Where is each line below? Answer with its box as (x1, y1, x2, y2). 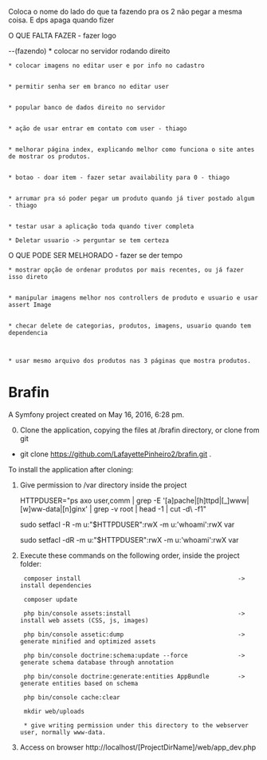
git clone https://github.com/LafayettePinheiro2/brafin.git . (19, 449, 212, 459)
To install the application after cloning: (8, 464, 134, 474)
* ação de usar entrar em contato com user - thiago (8, 125, 187, 133)
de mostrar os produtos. (8, 153, 91, 161)
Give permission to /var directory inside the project (19, 479, 187, 490)
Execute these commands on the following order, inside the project (19, 551, 241, 560)
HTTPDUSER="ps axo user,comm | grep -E (19, 495, 162, 505)
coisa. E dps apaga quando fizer (8, 15, 115, 25)
